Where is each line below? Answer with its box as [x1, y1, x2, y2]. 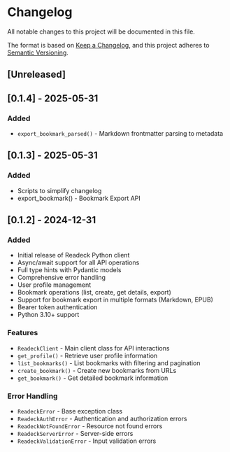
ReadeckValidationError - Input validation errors [17, 437, 157, 445]
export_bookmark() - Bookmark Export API [17, 194, 141, 202]
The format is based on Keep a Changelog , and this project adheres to [7, 41, 210, 49]
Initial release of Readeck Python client [17, 251, 130, 260]
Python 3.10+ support [17, 311, 80, 319]
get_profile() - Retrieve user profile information [17, 351, 158, 360]
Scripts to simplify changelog [17, 186, 102, 195]
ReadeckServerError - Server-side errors [17, 429, 134, 437]
